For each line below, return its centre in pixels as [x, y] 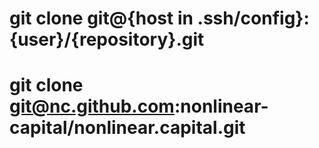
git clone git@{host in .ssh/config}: [159, 18]
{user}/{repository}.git [107, 39]
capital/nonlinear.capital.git [127, 128]
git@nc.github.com [92, 106]
